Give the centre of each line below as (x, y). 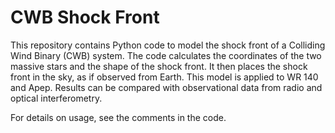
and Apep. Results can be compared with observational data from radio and (166, 87)
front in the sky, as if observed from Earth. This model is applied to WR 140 (164, 77)
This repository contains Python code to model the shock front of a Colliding (168, 45)
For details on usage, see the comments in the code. (118, 117)
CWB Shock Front (85, 17)
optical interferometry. (56, 98)
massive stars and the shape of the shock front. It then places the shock (159, 66)
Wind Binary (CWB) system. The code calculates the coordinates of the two (166, 55)
